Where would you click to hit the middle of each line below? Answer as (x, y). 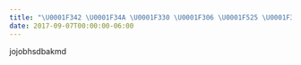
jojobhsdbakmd (38, 51)
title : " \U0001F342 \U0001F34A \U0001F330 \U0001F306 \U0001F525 (133, 17)
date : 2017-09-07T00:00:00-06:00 (72, 26)
